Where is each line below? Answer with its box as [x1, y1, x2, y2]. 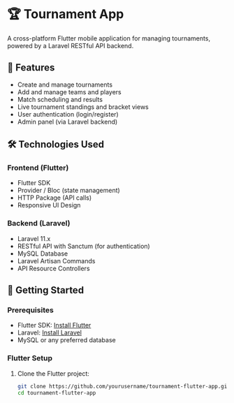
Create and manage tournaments [17, 80, 113, 89]
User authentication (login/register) [17, 110, 119, 118]
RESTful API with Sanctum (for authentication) [17, 242, 150, 250]
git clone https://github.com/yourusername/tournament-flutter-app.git [17, 383, 231, 390]
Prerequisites [7, 305, 54, 315]
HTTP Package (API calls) [17, 193, 92, 202]
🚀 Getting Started [7, 284, 85, 296]
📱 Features [7, 61, 55, 74]
